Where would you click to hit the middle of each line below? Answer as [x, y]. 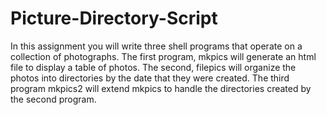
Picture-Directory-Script [114, 18]
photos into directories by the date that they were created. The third [150, 78]
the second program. [53, 99]
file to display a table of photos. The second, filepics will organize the [153, 67]
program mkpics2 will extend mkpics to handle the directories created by [161, 88]
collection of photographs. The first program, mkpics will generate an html [163, 56]
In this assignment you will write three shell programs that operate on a [156, 46]
